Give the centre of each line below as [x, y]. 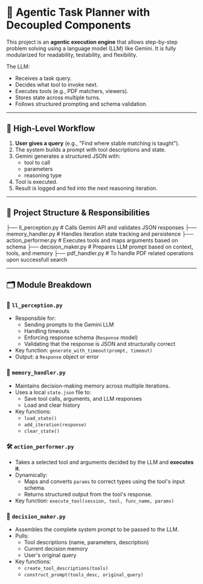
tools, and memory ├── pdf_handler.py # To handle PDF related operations [100, 253]
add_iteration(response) [55, 425]
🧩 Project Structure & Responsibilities [78, 213]
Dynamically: [31, 475]
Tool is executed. [36, 181]
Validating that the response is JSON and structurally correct [100, 344]
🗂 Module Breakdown [49, 284]
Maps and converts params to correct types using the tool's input [105, 481]
